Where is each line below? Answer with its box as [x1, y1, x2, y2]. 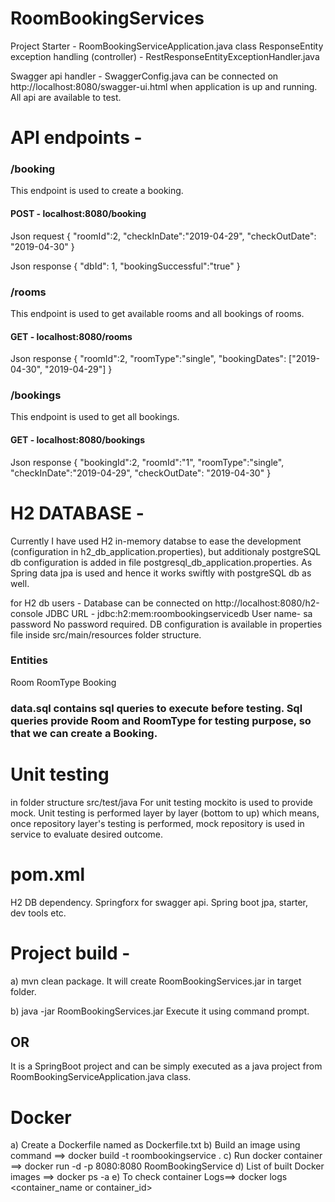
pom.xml [10, 863, 86, 886]
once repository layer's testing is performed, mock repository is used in [10, 817, 305, 829]
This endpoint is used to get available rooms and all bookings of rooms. [10, 307, 305, 319]
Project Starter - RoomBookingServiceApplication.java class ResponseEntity [10, 40, 324, 52]
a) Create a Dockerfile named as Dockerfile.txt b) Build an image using [10, 1139, 301, 1151]
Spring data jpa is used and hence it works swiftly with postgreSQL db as [10, 567, 312, 579]
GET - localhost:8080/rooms [10, 330, 133, 342]
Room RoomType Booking [10, 676, 117, 688]
